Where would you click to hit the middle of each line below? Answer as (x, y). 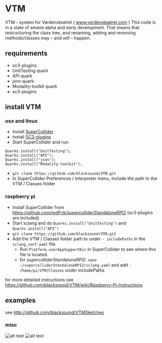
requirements (26, 53)
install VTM (23, 107)
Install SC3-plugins (32, 137)
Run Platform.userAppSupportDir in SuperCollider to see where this (88, 249)
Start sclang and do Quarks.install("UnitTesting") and (69, 223)
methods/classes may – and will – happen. (48, 38)
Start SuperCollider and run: (41, 142)
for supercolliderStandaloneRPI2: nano (58, 260)
